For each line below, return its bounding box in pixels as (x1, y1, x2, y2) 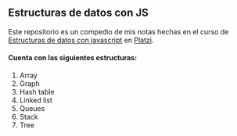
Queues (19, 104, 45, 113)
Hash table (19, 88, 55, 97)
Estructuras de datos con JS (8, 6, 149, 20)
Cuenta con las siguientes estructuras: (8, 53, 138, 63)
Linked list (19, 95, 53, 105)
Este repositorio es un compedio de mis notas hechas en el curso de (8, 27, 229, 36)
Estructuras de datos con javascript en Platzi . (8, 35, 154, 45)
